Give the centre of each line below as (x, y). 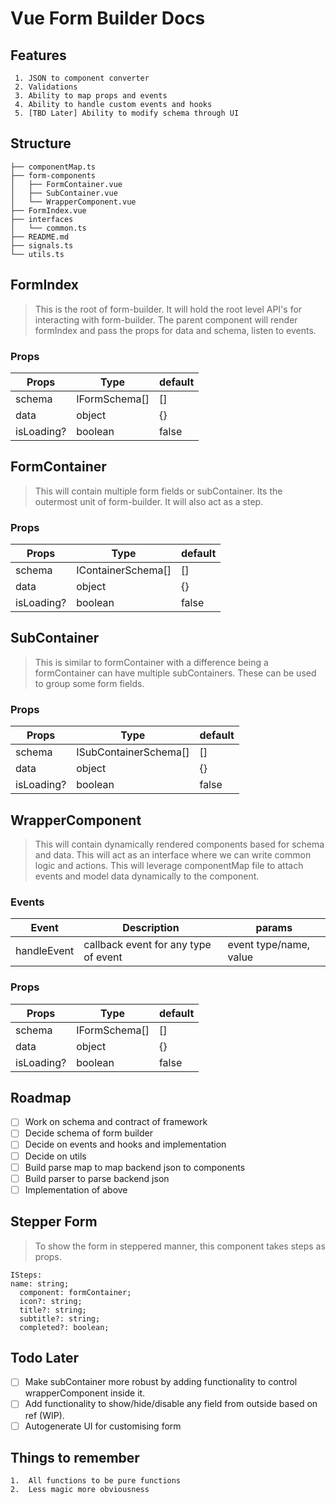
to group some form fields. (89, 683)
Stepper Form (54, 1222)
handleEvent (45, 951)
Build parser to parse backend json (97, 1178)
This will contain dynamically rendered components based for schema (179, 844)
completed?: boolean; (64, 1327)
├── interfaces (42, 219)
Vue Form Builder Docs (108, 18)
